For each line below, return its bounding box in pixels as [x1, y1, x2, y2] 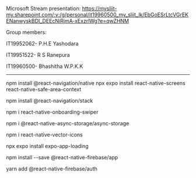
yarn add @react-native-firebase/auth [6, 165, 98, 172]
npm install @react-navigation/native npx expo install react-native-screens [6, 80, 185, 87]
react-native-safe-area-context [6, 86, 82, 93]
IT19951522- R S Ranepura [6, 52, 70, 58]
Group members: [6, 29, 47, 36]
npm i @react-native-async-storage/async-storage [6, 120, 129, 126]
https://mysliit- [82, 5, 117, 12]
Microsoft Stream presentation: [6, 5, 81, 12]
